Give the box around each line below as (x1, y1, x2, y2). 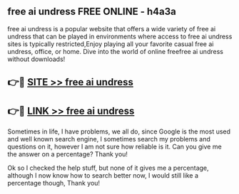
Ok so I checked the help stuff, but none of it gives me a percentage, (7, 163, 209, 173)
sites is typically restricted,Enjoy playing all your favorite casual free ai (7, 39, 214, 48)
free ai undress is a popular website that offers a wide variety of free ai (7, 24, 216, 33)
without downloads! (7, 55, 66, 63)
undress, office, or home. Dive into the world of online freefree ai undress (7, 47, 223, 55)
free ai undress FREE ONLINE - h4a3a (7, 6, 176, 18)
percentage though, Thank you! (7, 179, 101, 188)
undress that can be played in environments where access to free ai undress (7, 32, 233, 41)
